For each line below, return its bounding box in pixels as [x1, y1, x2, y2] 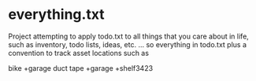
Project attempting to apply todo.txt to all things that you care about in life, [8, 31, 250, 41]
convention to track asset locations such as [8, 48, 150, 57]
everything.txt [8, 6, 105, 24]
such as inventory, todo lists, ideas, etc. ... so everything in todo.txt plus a [8, 39, 247, 49]
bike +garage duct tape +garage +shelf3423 [8, 63, 154, 72]
